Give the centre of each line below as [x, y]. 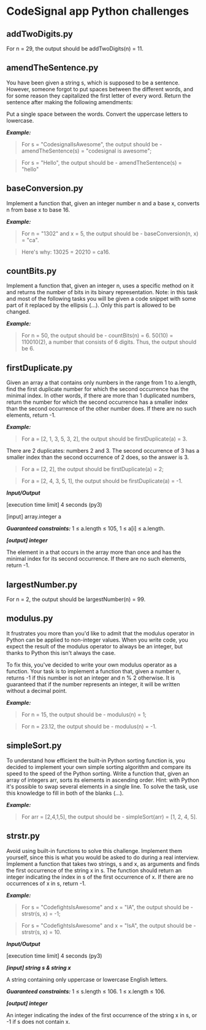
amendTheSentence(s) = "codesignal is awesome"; [86, 151]
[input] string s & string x [39, 968]
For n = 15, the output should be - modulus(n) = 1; [84, 714]
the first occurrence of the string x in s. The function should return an [94, 870]
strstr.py [23, 836]
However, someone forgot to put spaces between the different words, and [100, 89]
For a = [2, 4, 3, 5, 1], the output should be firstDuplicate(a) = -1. [102, 481]
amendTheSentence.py [52, 68]
